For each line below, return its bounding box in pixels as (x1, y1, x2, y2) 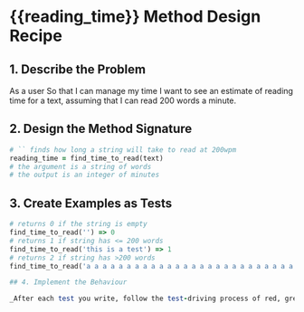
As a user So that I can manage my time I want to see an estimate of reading (9, 86, 294, 96)
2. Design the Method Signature (9, 121, 193, 137)
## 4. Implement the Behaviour (9, 278, 128, 287)
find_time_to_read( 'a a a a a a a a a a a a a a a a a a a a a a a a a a (9, 261, 294, 270)
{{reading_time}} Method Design (9, 6, 261, 27)
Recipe (9, 25, 63, 46)
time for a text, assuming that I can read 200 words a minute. (9, 95, 237, 106)
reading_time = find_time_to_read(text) (9, 154, 165, 163)
